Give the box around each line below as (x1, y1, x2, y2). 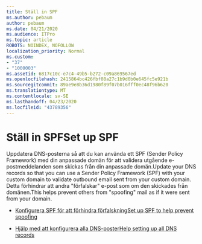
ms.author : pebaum (6, 14, 52, 21)
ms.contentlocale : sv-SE (6, 93, 69, 99)
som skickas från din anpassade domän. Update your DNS (52, 163, 197, 170)
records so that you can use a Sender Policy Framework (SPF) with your (6, 170, 185, 177)
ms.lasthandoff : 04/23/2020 (6, 98, 77, 104)
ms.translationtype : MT (6, 88, 66, 94)
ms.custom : (6, 54, 34, 60)
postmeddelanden (6, 163, 52, 170)
